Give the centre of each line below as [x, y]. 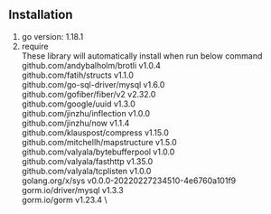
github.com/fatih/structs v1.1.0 [78, 75]
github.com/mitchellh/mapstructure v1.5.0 [99, 142]
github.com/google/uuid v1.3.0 [79, 104]
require [35, 46]
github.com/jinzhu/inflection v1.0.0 [86, 113]
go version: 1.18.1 [52, 36]
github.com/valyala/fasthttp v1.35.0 [87, 161]
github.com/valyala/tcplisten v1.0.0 [86, 171]
